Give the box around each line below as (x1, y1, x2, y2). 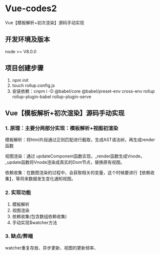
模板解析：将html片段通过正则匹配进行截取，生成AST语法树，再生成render (5, 137, 155, 143)
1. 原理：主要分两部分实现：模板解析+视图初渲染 (5, 125, 119, 132)
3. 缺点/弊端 (5, 233, 33, 239)
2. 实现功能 (5, 189, 31, 196)
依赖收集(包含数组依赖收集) (12, 213, 67, 219)
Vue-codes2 (5, 3, 57, 14)
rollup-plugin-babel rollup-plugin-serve (12, 94, 92, 99)
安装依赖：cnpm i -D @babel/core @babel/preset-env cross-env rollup (12, 88, 155, 94)
